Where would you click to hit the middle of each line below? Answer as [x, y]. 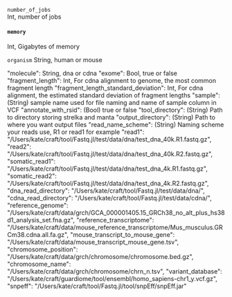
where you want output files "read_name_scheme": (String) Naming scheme [116, 125]
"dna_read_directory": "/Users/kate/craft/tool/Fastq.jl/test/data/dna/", [106, 191]
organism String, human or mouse [55, 60]
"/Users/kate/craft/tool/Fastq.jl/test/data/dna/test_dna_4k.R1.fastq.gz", [107, 169]
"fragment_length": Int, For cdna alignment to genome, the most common [112, 81]
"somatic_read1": [32, 162]
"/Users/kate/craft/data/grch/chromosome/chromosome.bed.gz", [100, 257]
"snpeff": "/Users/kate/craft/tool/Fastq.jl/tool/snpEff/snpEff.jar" [97, 286]
